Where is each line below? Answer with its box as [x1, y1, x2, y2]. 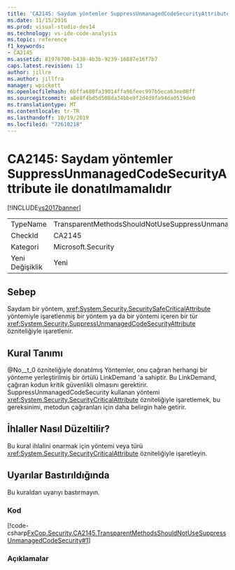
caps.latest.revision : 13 [7, 62, 83, 69]
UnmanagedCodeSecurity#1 [7, 536, 89, 544]
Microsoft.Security [53, 242, 115, 252]
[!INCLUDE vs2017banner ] [7, 204, 82, 212]
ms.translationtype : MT [7, 101, 77, 108]
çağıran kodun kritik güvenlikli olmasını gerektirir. [7, 380, 148, 389]
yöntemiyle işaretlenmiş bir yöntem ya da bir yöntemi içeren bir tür [7, 312, 198, 320]
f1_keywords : [7, 43, 45, 50]
